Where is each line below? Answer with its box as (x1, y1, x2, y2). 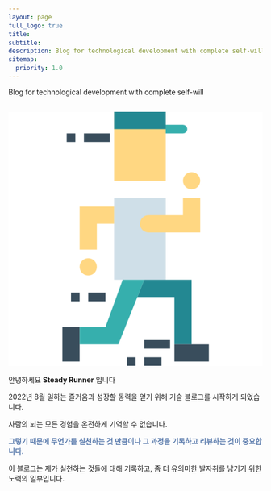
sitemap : (8, 56, 38, 64)
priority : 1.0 (15, 64, 63, 73)
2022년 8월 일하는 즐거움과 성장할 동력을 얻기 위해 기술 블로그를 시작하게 (8, 392, 240, 402)
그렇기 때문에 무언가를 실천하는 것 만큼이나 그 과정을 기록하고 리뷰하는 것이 (8, 436, 241, 446)
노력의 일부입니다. (8, 473, 65, 483)
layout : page (8, 13, 52, 21)
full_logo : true (8, 21, 63, 30)
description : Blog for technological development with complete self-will (8, 47, 265, 56)
